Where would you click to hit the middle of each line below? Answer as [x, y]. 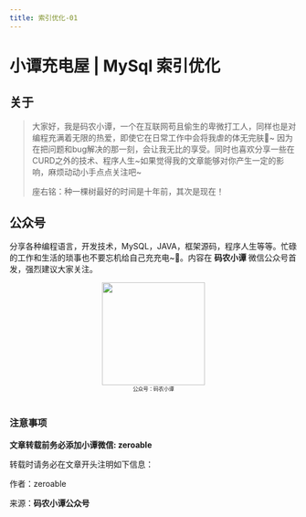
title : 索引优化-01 [44, 18]
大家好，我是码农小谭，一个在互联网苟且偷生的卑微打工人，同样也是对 [164, 126]
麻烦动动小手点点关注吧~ [95, 172]
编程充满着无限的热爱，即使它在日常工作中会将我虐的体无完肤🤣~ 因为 [163, 137]
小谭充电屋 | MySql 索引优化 [115, 66]
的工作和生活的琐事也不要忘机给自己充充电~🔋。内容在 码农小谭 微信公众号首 [153, 258]
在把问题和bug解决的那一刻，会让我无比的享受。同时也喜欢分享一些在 [163, 149]
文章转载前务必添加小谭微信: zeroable [81, 445]
